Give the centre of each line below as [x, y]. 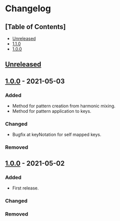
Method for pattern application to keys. [52, 111]
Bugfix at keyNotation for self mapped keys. [57, 135]
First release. [25, 188]
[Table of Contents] [35, 27]
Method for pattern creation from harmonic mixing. [64, 106]
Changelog [28, 9]
